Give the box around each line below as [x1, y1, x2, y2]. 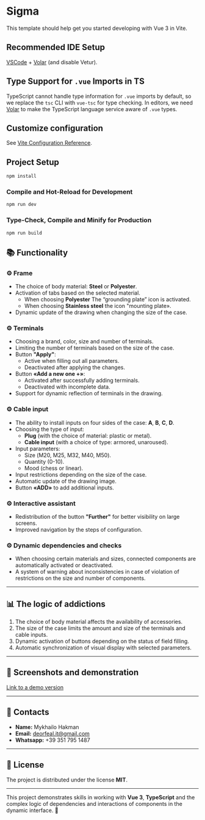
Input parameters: [15, 445, 60, 452]
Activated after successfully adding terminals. [24, 377, 140, 384]
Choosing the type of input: [15, 425, 84, 433]
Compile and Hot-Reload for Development [6, 188, 133, 196]
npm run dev [6, 202, 37, 208]
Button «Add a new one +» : [15, 370, 85, 378]
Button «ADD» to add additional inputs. [15, 484, 114, 491]
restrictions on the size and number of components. [15, 574, 146, 582]
